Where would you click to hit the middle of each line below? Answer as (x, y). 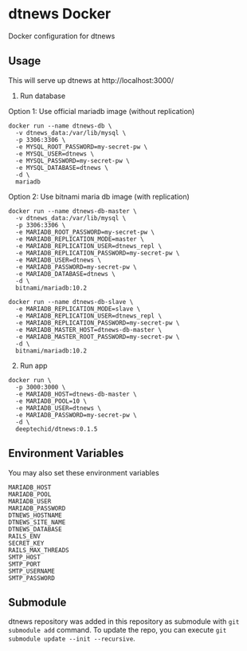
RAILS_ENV (25, 536)
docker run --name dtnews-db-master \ (73, 211)
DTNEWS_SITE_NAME (37, 522)
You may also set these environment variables (84, 472)
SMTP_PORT (25, 564)
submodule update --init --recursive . (72, 638)
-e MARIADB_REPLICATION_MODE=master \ (80, 239)
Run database (43, 96)
